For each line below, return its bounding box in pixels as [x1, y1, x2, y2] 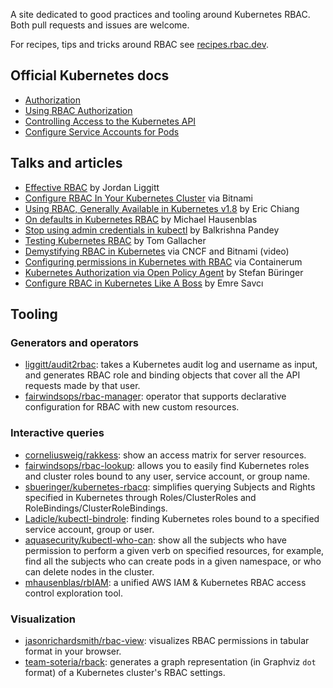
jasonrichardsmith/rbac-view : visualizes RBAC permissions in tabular [24, 634, 310, 646]
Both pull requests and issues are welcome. [10, 19, 190, 31]
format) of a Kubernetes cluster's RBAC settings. [24, 666, 226, 678]
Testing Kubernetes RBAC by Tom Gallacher [24, 234, 207, 246]
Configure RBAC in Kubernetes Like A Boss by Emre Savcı [24, 277, 264, 289]
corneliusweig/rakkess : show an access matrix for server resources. [24, 449, 307, 461]
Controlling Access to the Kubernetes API [24, 115, 197, 127]
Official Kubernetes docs [10, 67, 170, 84]
